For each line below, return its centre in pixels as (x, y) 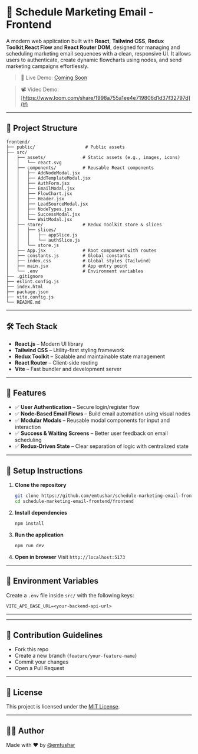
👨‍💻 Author (25, 731)
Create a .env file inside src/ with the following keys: (70, 595)
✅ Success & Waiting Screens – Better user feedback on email (91, 433)
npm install (29, 523)
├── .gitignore (25, 276)
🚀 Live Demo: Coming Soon (54, 77)
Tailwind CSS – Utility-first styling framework (70, 350)
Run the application (39, 535)
